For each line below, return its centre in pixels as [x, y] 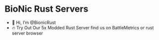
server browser [27, 33]
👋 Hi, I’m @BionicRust [34, 22]
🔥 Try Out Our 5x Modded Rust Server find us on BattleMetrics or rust [83, 27]
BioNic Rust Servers [46, 9]
